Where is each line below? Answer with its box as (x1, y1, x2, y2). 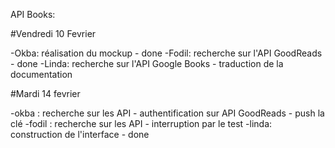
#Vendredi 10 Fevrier (10, 28, 97, 39)
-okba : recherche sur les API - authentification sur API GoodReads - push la (10, 107, 325, 119)
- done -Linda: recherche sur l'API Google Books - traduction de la (10, 58, 284, 69)
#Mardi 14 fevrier (10, 88, 81, 99)
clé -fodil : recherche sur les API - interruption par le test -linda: (10, 118, 273, 129)
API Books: (10, 9, 56, 20)
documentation (10, 69, 73, 80)
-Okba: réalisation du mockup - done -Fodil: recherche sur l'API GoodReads (10, 47, 323, 59)
